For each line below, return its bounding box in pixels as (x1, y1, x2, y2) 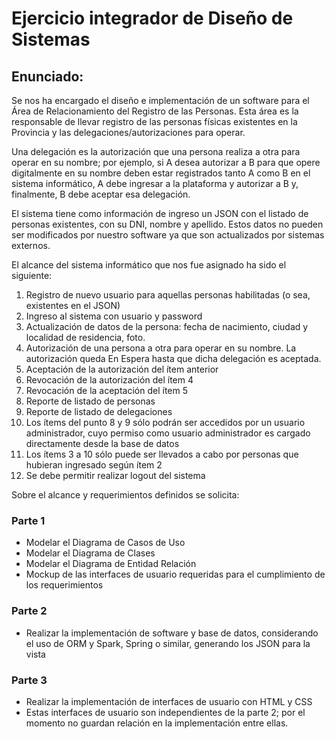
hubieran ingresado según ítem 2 (25, 459, 163, 471)
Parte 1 (11, 513, 46, 527)
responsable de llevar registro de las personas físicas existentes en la (11, 116, 298, 127)
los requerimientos (25, 579, 104, 591)
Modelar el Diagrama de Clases (25, 547, 156, 559)
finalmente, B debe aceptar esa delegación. (11, 188, 191, 200)
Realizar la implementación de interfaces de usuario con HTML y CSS (25, 695, 313, 707)
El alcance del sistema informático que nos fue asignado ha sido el (11, 259, 287, 271)
